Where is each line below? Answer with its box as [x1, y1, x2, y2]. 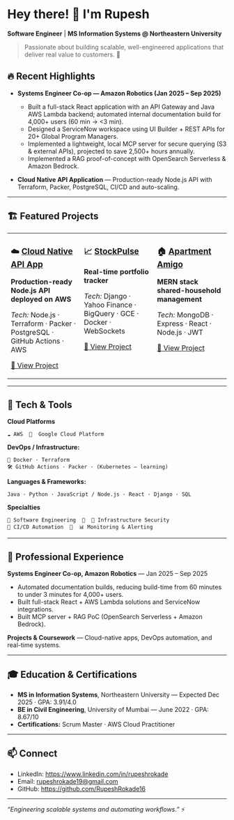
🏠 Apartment [157, 245, 212, 257]
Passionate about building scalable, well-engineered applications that [24, 43, 224, 51]
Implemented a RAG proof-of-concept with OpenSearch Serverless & [27, 154, 226, 162]
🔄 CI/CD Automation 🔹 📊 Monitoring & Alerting [7, 524, 153, 531]
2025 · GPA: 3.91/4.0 [17, 697, 77, 706]
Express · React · [157, 319, 212, 328]
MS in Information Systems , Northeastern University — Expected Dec [17, 690, 220, 699]
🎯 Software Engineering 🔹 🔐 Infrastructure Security [7, 517, 170, 524]
